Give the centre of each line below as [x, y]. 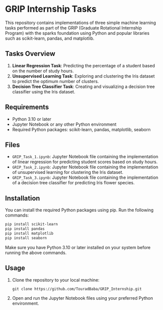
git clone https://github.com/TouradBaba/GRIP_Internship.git [77, 289]
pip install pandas [25, 229]
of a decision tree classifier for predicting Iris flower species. [73, 183]
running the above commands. [36, 253]
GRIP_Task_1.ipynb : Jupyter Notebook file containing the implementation [85, 157]
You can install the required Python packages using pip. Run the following [79, 210]
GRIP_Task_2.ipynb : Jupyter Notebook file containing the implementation [85, 167]
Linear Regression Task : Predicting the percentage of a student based [83, 65]
